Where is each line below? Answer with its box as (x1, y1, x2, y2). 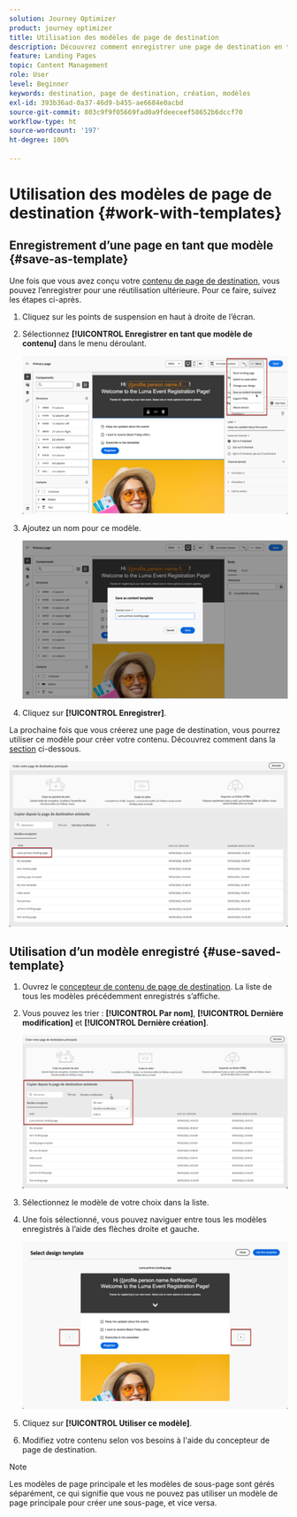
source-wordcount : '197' (9, 127, 101, 135)
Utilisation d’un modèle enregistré (9, 943, 201, 959)
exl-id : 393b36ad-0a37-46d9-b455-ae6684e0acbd (9, 98, 184, 107)
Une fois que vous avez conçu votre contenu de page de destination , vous (9, 275, 280, 286)
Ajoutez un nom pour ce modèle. (21, 523, 141, 534)
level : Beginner (9, 80, 69, 89)
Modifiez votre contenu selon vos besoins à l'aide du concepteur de (21, 1435, 270, 1445)
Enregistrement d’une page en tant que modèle (9, 238, 274, 253)
